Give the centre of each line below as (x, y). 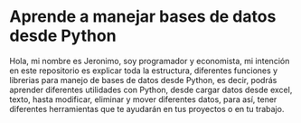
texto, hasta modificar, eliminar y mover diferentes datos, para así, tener (143, 99)
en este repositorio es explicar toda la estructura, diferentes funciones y (144, 71)
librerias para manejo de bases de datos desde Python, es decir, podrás (143, 80)
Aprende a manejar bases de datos (143, 17)
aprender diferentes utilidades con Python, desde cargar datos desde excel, (151, 90)
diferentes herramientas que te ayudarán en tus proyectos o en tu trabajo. (147, 109)
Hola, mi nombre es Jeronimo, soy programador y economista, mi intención (150, 61)
